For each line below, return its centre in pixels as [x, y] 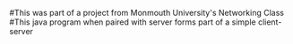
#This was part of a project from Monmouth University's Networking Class [147, 13]
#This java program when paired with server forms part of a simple [133, 22]
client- [270, 22]
